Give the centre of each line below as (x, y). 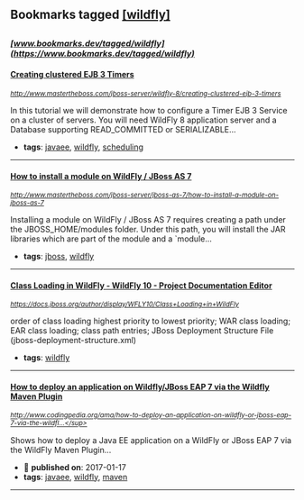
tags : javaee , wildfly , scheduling (83, 147)
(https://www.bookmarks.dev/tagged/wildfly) (102, 54)
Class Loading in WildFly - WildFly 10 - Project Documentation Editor (142, 285)
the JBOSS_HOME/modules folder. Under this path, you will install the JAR (148, 230)
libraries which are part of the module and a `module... (111, 239)
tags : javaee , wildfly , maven (75, 477)
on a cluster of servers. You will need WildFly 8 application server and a (144, 120)
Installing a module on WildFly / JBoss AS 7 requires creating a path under (148, 220)
